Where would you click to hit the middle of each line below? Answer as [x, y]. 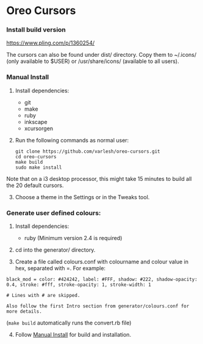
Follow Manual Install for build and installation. [73, 335]
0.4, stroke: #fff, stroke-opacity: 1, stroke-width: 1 [79, 285]
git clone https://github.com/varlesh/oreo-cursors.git [87, 151]
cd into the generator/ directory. [55, 250]
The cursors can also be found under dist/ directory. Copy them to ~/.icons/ [101, 55]
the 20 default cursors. [35, 185]
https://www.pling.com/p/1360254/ [51, 43]
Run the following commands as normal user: [72, 140]
